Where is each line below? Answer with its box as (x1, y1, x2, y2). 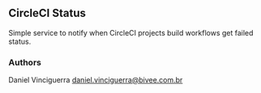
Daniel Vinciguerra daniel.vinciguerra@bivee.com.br (8, 75, 183, 85)
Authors (8, 57, 42, 68)
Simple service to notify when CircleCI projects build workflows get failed (8, 27, 254, 37)
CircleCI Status (8, 6, 87, 20)
